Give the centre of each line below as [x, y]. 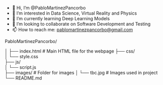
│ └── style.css [22, 56]
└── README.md [23, 78]
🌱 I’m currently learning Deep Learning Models [61, 18]
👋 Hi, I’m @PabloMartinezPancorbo [49, 8]
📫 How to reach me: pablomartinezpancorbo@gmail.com [72, 30]
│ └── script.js [21, 67]
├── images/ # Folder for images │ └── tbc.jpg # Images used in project [81, 73]
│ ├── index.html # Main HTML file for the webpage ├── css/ [70, 51]
